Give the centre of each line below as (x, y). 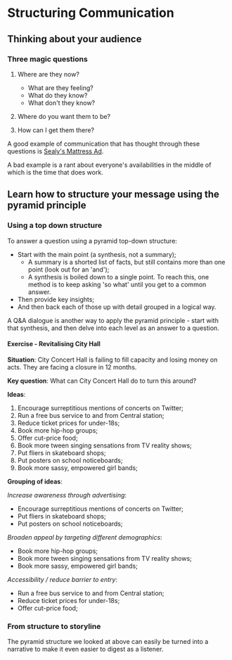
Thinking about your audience (75, 39)
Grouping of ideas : (35, 481)
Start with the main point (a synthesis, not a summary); (97, 254)
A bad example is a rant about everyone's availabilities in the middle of (109, 165)
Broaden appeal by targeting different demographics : (85, 537)
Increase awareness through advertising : (67, 495)
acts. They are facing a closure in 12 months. (72, 367)
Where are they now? (48, 74)
